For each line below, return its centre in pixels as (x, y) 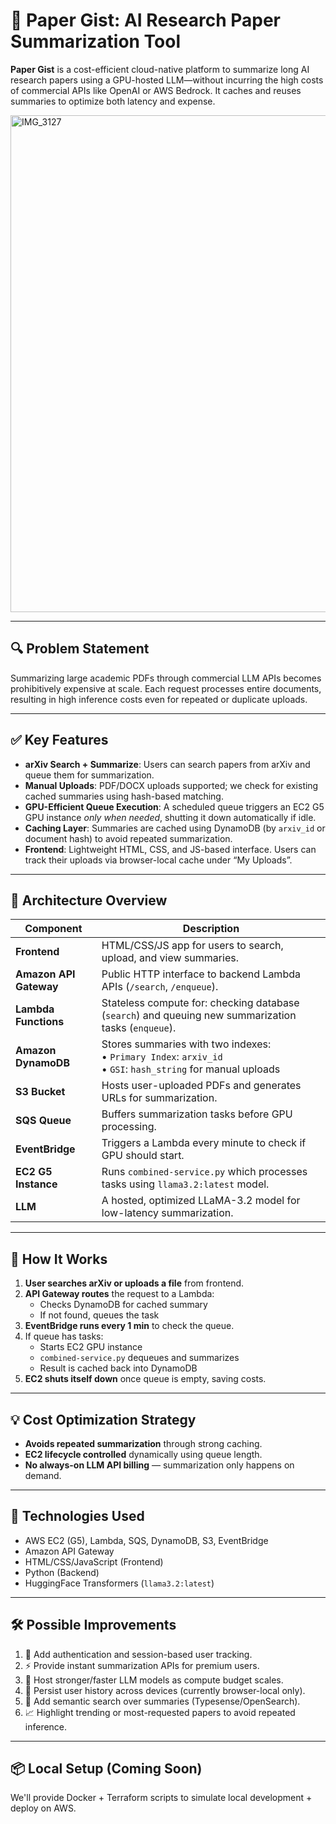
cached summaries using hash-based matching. (124, 796)
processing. (129, 1127)
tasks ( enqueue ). (139, 1028)
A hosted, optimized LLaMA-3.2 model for (201, 1201)
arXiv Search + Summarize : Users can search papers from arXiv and (167, 764)
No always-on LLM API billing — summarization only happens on (159, 1465)
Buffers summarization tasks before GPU (197, 1114)
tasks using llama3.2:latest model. (185, 1184)
